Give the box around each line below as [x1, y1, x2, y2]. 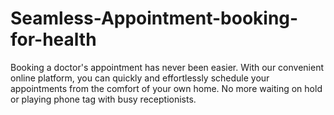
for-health [10, 28, 97, 51]
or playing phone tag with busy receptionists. [10, 93, 197, 105]
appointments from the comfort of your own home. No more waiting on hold [10, 82, 323, 94]
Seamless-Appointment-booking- [10, 7, 299, 30]
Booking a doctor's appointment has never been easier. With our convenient [10, 61, 324, 73]
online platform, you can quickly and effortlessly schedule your [10, 72, 270, 84]
